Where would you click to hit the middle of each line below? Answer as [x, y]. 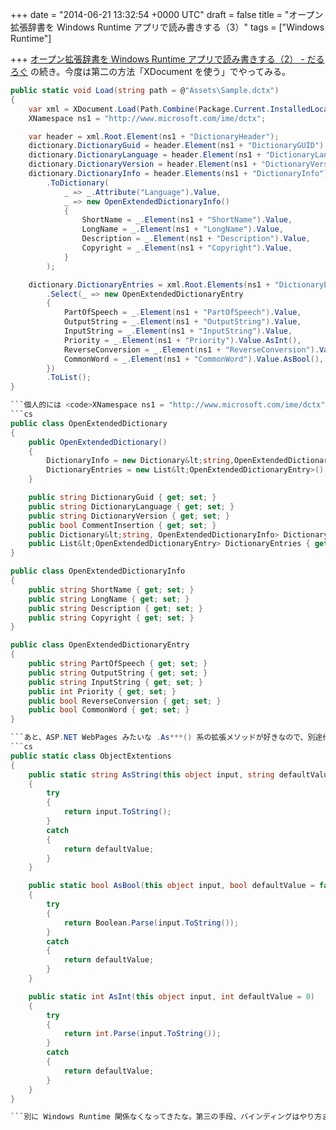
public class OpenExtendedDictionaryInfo [98, 571]
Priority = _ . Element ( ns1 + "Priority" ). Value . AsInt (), [182, 340]
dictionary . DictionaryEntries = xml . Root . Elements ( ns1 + [149, 284]
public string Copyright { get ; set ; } [111, 618]
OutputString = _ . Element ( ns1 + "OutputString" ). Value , [182, 322]
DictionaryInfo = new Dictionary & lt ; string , [140, 461]
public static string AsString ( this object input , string [151, 774]
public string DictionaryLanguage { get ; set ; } [131, 506]
